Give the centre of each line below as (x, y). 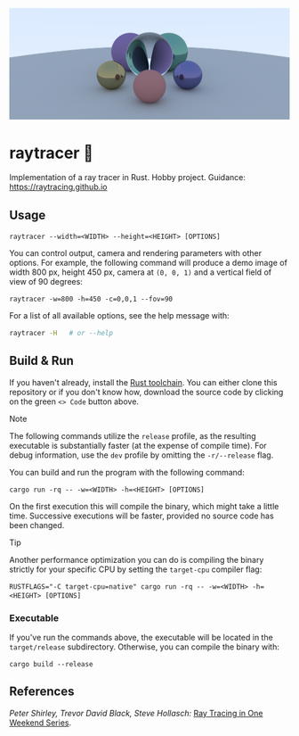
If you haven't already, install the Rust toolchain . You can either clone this (143, 382)
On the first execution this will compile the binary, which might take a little (144, 506)
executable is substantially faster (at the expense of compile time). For (138, 445)
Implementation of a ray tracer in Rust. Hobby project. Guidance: (128, 178)
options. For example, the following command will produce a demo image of (148, 263)
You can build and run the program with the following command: (127, 472)
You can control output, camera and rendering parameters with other (136, 253)
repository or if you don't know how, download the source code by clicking (146, 392)
